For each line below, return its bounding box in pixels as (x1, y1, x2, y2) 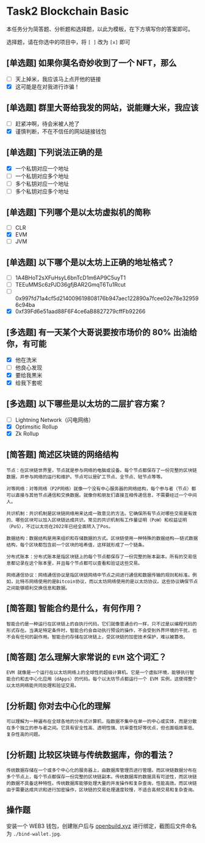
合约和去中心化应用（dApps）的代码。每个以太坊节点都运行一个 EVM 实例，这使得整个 (10, 676, 197, 682)
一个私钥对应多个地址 (15, 172, 69, 180)
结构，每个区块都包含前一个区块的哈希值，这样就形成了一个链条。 (6, 542, 148, 548)
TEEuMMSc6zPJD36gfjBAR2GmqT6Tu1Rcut (15, 281, 126, 288)
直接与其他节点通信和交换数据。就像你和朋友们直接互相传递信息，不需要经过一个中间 (15, 492, 197, 498)
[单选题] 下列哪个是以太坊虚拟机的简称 (6, 207, 151, 218)
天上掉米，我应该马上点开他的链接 (15, 75, 101, 83)
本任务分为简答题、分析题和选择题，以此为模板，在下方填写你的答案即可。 (6, 25, 193, 32)
